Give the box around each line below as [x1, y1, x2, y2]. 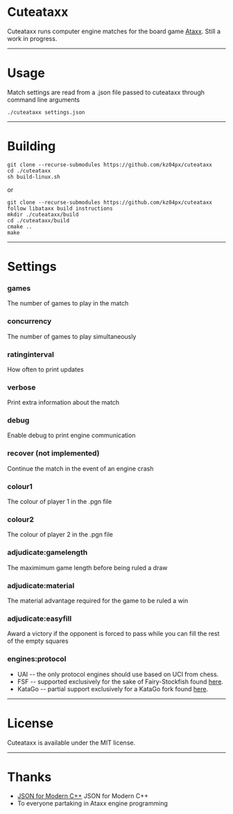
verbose [7, 382, 36, 392]
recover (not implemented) [7, 448, 100, 458]
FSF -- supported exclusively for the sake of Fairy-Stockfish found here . [17, 677, 224, 686]
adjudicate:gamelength [7, 548, 88, 558]
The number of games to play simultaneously [7, 332, 137, 340]
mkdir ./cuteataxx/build [7, 211, 79, 218]
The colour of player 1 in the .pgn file [7, 497, 112, 506]
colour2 [7, 515, 35, 524]
